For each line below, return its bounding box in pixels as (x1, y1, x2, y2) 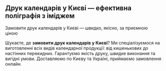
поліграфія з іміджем (5, 12, 75, 20)
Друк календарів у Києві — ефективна (5, 4, 132, 12)
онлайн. (5, 61, 22, 67)
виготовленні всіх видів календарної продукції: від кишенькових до (5, 45, 149, 51)
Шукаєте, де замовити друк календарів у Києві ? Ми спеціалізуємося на (5, 40, 160, 46)
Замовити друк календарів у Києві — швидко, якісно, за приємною (5, 25, 148, 31)
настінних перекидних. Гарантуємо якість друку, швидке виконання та (5, 50, 156, 56)
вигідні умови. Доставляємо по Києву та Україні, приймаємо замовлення (5, 56, 162, 62)
